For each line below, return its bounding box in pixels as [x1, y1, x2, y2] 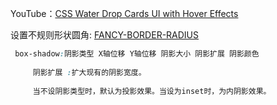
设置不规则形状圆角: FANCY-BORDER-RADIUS [10, 29, 200, 41]
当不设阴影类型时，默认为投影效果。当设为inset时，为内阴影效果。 [32, 86, 272, 96]
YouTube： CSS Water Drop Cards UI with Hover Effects [10, 8, 239, 19]
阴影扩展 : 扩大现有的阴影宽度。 [32, 67, 147, 77]
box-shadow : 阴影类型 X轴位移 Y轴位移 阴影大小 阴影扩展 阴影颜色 [14, 49, 260, 59]
